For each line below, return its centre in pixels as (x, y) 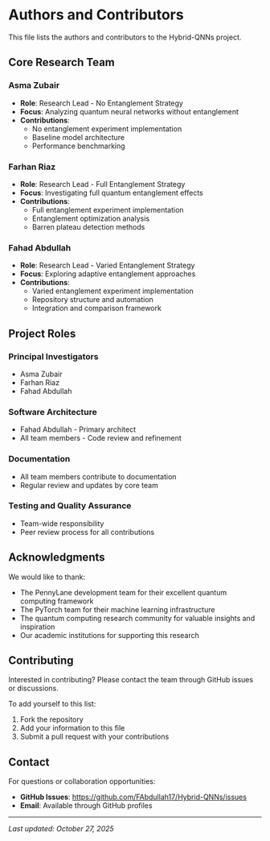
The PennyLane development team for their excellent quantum (123, 592)
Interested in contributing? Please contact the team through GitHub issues (131, 680)
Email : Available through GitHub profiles (86, 806)
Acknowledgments (57, 557)
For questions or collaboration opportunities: (82, 781)
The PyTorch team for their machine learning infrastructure (117, 609)
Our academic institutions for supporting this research (109, 635)
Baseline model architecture (78, 137)
